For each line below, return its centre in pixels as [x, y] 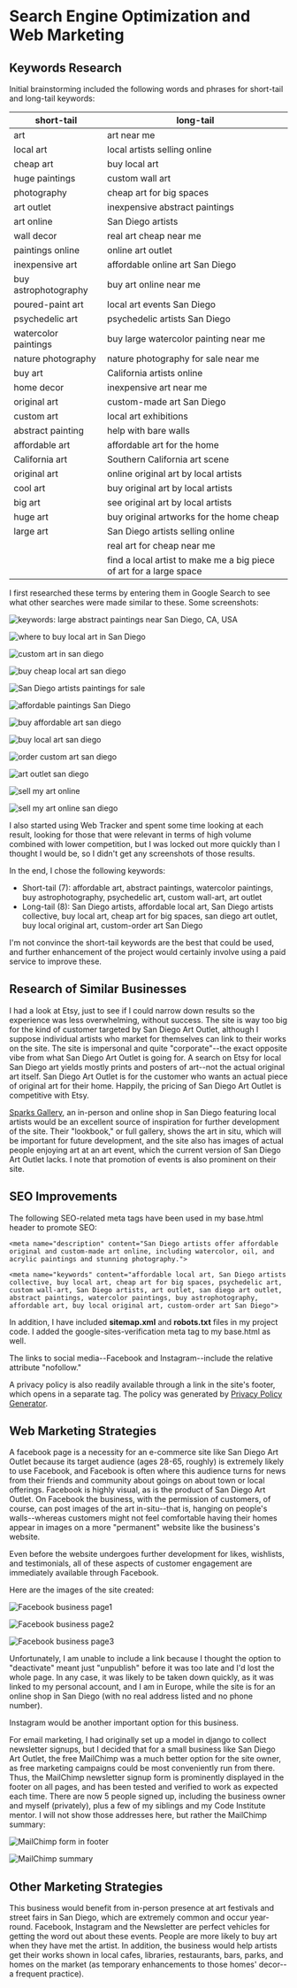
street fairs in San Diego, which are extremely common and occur [129, 1917]
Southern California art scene [168, 459]
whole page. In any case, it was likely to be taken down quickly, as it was [141, 1677]
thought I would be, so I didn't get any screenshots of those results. [132, 853]
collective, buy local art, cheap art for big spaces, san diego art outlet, [150, 916]
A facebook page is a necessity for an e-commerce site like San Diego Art [144, 1452]
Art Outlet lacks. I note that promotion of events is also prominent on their [143, 1159]
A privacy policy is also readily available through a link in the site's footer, [142, 1384]
